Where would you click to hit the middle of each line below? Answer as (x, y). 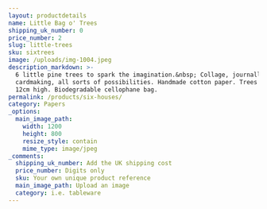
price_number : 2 (35, 38)
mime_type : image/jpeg (60, 149)
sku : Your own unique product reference (83, 178)
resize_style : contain (60, 141)
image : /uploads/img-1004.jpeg (60, 60)
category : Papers (37, 104)
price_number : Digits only (60, 171)
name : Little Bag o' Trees (53, 23)
